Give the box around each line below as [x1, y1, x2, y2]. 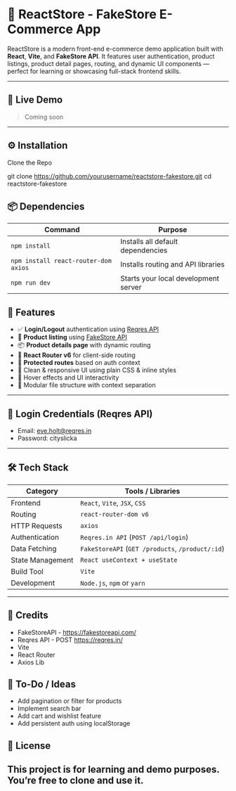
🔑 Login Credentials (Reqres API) [7, 408, 153, 420]
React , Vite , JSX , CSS [80, 498, 146, 508]
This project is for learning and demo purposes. [7, 764, 220, 776]
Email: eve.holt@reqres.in [17, 427, 92, 435]
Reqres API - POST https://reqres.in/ [17, 636, 123, 644]
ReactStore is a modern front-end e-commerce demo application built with [7, 44, 223, 53]
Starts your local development [120, 274, 220, 283]
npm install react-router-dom [11, 257, 112, 265]
